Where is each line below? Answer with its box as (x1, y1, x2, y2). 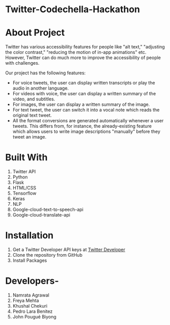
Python (12, 174, 28, 180)
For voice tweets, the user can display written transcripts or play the (12, 80, 155, 86)
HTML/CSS (12, 185, 37, 191)
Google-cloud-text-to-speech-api (12, 206, 84, 212)
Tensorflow (12, 190, 37, 197)
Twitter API (12, 169, 36, 175)
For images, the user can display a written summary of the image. (12, 101, 150, 107)
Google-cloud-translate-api (12, 212, 71, 218)
